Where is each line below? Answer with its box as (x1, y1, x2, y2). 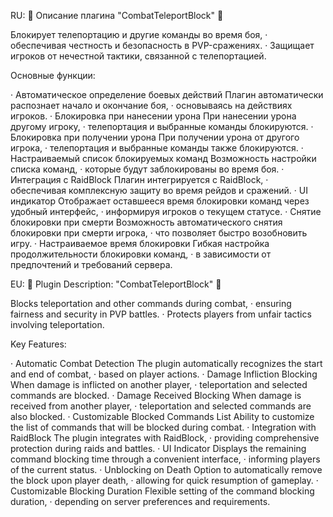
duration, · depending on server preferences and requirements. (10, 496, 271, 507)
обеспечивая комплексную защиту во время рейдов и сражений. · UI (10, 185, 308, 196)
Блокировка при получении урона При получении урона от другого (10, 131, 300, 143)
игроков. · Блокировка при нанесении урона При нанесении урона (10, 110, 297, 122)
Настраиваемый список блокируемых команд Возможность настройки (10, 153, 317, 164)
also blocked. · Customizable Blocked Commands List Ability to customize (10, 411, 315, 422)
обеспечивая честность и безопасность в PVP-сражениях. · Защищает (10, 40, 315, 51)
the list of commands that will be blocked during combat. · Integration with (10, 421, 317, 433)
